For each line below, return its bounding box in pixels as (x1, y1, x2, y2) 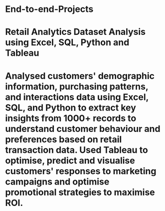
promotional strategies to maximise (5, 187, 156, 198)
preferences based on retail (5, 133, 122, 145)
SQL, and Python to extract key (5, 102, 136, 113)
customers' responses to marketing (5, 165, 157, 177)
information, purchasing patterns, (5, 81, 149, 92)
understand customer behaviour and (5, 123, 161, 134)
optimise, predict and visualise (5, 155, 136, 166)
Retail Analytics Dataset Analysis (5, 26, 146, 38)
